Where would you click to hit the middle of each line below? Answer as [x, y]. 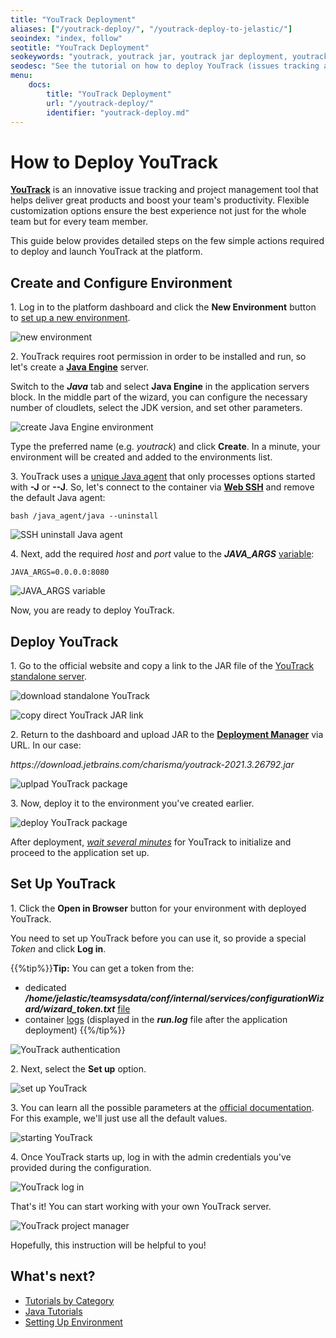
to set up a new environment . [70, 318]
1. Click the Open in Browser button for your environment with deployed [158, 908]
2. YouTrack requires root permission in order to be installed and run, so [158, 357]
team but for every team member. [79, 222]
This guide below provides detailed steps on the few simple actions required [167, 241]
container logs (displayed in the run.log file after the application [156, 1019]
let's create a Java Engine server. [80, 367]
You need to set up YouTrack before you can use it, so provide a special [158, 938]
